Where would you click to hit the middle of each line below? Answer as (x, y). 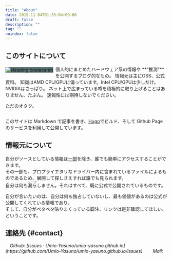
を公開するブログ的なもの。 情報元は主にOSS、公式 (110, 75)
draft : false (19, 19)
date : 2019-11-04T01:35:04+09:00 (41, 15)
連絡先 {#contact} (34, 233)
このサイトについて (36, 56)
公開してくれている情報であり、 (39, 203)
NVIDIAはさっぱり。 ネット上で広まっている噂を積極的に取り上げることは (83, 88)
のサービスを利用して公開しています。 (45, 127)
